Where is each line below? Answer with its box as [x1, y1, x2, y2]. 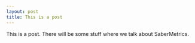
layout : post [6, 8, 39, 15]
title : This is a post [6, 14, 63, 20]
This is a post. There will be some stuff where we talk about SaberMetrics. [6, 30, 190, 37]
